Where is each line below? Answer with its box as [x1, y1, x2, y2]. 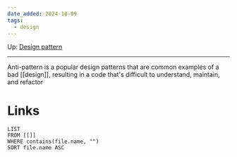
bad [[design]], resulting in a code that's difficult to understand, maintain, [7, 70, 220, 79]
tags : [7, 17, 23, 24]
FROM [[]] [7, 132, 37, 139]
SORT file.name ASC [7, 144, 65, 151]
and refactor [7, 78, 44, 87]
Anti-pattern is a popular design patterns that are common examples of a [7, 63, 219, 71]
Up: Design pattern [7, 43, 63, 51]
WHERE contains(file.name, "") [7, 138, 99, 145]
